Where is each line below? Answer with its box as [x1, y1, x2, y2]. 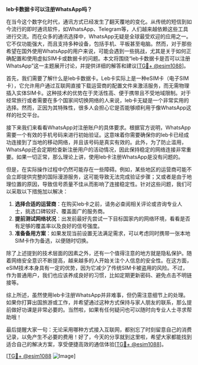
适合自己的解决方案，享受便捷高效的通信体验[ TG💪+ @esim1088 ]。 [6, 341, 167, 347]
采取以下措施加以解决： [11, 188, 68, 195]
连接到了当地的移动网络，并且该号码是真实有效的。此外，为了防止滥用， [11, 139, 187, 146]
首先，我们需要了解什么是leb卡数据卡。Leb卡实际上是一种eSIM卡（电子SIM [6, 75, 189, 82]
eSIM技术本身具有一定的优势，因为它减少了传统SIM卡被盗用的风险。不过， [6, 264, 188, 271]
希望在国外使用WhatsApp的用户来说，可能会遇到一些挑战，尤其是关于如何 [6, 48, 187, 55]
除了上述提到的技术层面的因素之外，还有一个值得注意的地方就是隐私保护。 [6, 250, 187, 256]
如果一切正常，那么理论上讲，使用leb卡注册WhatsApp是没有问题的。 [16, 153, 184, 160]
